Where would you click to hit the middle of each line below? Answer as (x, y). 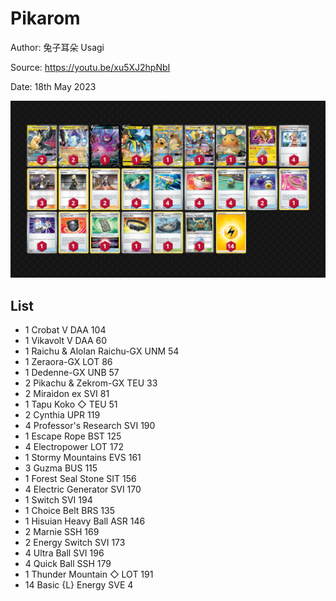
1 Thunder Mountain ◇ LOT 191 (89, 574)
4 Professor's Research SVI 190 (90, 426)
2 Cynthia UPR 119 (62, 415)
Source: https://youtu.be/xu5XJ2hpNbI (90, 67)
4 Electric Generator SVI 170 (83, 489)
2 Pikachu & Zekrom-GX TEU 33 (91, 383)
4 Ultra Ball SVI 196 (64, 553)
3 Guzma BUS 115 (61, 468)
